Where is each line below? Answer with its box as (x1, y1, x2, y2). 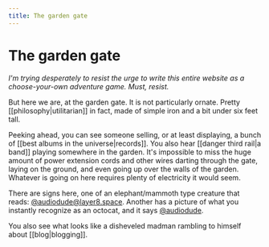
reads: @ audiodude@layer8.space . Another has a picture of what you (8, 196, 239, 206)
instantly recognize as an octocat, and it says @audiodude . (8, 205, 204, 215)
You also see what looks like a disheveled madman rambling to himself (8, 220, 242, 230)
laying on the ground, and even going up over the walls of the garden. (8, 164, 239, 174)
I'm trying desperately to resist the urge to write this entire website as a (8, 73, 245, 83)
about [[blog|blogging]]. (8, 229, 88, 239)
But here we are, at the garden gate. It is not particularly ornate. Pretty (8, 97, 241, 107)
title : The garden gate (8, 11, 88, 20)
